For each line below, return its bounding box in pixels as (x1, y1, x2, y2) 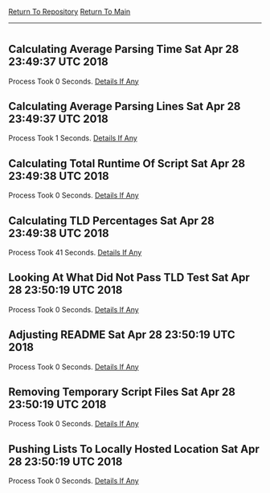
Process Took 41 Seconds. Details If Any (8, 248, 142, 258)
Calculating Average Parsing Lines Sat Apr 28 (8, 100, 241, 113)
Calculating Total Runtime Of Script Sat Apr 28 (8, 157, 246, 170)
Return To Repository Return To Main (8, 7, 131, 16)
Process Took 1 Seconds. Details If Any (8, 133, 138, 143)
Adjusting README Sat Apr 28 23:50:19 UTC (8, 328, 235, 342)
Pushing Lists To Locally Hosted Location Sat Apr (8, 442, 260, 456)
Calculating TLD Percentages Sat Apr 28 (8, 214, 215, 227)
